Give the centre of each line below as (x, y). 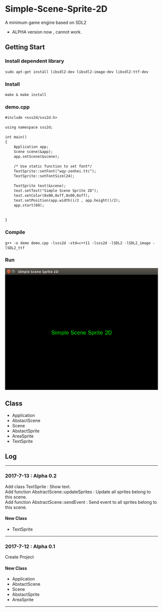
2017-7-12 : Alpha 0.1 (30, 546)
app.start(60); (29, 206)
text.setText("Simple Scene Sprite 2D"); (56, 191)
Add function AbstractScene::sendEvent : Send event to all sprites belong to (81, 502)
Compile (15, 232)
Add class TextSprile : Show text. (38, 486)
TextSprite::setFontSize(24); (44, 176)
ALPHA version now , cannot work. (47, 32)
